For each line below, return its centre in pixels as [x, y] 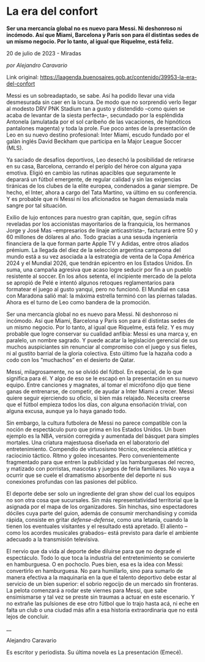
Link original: [22, 77]
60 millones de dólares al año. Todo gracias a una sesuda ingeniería [92, 237]
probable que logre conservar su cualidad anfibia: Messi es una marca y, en [102, 334]
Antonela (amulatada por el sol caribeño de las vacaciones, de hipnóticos [99, 122]
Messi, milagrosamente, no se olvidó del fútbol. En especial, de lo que [94, 372]
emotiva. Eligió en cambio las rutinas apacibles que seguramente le [91, 173]
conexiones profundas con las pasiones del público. [72, 481]
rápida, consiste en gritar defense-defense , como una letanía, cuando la [97, 519]
